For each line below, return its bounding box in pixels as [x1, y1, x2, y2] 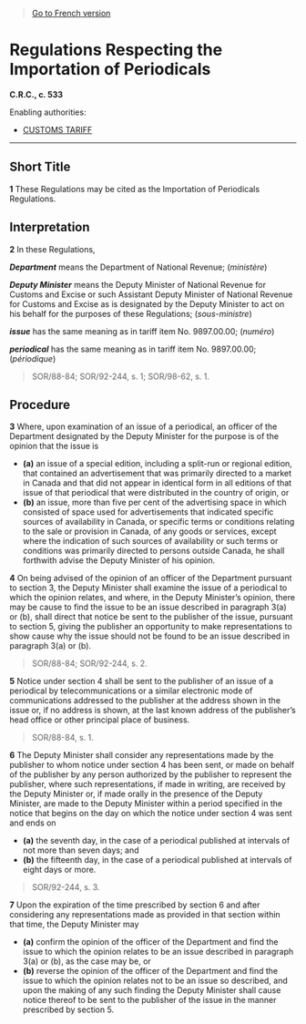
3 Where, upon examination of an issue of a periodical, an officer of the [9, 421, 278, 432]
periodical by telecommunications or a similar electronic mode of [9, 685, 253, 696]
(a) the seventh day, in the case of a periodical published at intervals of [22, 835, 291, 846]
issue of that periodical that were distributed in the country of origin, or [22, 487, 290, 498]
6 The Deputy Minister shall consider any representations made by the [9, 750, 274, 761]
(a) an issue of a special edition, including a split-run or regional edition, [22, 458, 293, 469]
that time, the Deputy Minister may [9, 919, 139, 930]
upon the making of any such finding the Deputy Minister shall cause [22, 985, 281, 996]
